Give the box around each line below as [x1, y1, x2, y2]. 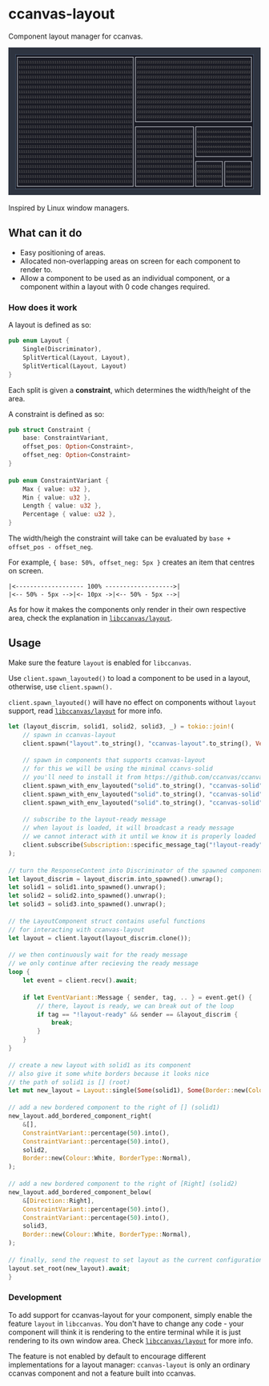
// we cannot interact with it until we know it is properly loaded [22, 833, 256, 841]
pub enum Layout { [8, 336, 70, 345]
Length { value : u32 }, [22, 502, 102, 510]
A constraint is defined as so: [8, 409, 105, 418]
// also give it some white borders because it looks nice [8, 1070, 210, 1078]
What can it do [8, 226, 82, 240]
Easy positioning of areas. [19, 247, 106, 257]
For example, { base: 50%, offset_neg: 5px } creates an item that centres [8, 557, 255, 567]
